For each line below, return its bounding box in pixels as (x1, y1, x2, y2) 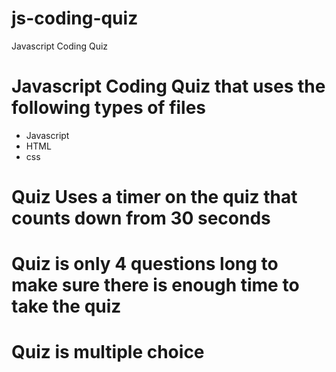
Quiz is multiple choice (11, 341, 205, 364)
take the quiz (11, 295, 122, 318)
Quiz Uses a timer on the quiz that (11, 186, 298, 209)
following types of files (11, 97, 207, 119)
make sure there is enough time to (11, 274, 300, 297)
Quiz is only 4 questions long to (11, 253, 279, 276)
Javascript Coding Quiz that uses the (11, 75, 326, 98)
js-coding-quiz (11, 7, 139, 30)
